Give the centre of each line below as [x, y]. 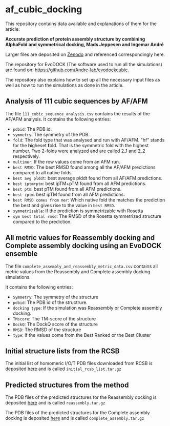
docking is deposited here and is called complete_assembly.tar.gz [75, 418]
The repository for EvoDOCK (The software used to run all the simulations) [84, 64]
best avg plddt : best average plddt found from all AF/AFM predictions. [88, 178]
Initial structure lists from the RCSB [62, 351]
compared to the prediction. [42, 221]
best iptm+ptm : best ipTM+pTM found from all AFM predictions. [80, 184]
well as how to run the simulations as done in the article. [65, 85]
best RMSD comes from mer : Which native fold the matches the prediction [89, 200]
